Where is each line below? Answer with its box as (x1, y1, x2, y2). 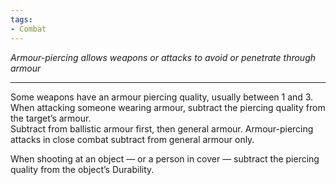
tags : (10, 14, 33, 25)
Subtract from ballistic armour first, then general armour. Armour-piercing (10, 122, 314, 135)
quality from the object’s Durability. (10, 163, 155, 175)
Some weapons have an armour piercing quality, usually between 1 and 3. (10, 91, 314, 103)
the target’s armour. (10, 112, 92, 124)
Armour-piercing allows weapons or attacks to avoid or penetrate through (10, 51, 317, 63)
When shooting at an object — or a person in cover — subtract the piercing (10, 152, 320, 165)
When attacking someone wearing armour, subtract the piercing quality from (10, 101, 326, 113)
